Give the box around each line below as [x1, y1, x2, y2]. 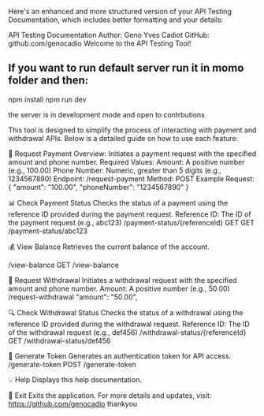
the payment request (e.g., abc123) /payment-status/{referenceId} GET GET [8, 217, 255, 227]
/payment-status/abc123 [8, 226, 88, 236]
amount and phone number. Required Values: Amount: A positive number [8, 157, 245, 166]
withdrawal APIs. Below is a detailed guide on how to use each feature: [8, 133, 239, 143]
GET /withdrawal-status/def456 [8, 336, 111, 345]
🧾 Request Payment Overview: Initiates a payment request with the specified [8, 149, 257, 158]
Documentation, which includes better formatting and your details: [8, 15, 224, 24]
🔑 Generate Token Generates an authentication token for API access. [8, 351, 232, 361]
